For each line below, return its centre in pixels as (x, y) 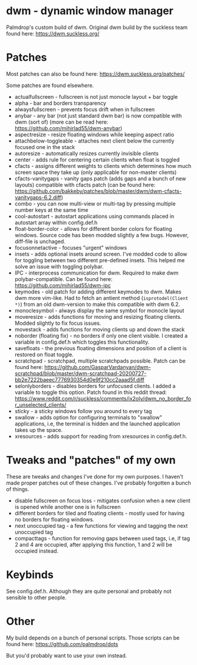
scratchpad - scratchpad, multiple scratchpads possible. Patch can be (100, 361)
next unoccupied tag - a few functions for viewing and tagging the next (101, 525)
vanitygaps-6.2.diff (38, 197)
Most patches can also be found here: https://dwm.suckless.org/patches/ (95, 74)
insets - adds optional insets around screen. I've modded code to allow (101, 254)
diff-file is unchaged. (40, 241)
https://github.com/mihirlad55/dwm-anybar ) (68, 128)
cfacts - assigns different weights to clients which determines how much (103, 166)
